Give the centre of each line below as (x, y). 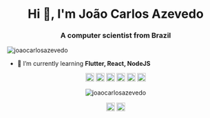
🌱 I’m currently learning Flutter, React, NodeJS (84, 64)
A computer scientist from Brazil (116, 36)
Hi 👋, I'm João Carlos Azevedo (116, 14)
